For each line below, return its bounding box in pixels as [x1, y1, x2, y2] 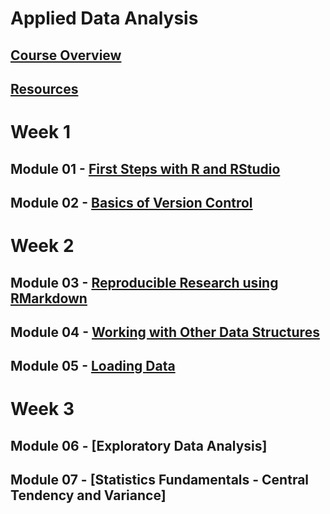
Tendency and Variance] [10, 487, 167, 504]
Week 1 [10, 121, 71, 144]
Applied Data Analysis [10, 7, 199, 30]
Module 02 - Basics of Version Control [10, 194, 253, 211]
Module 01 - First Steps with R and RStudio [10, 160, 281, 177]
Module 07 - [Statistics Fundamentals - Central [10, 472, 310, 489]
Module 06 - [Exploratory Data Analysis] [10, 437, 268, 454]
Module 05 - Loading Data [10, 358, 176, 375]
